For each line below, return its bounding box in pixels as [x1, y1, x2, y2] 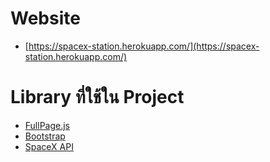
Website [10, 7, 81, 30]
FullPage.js [24, 119, 71, 131]
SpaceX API [24, 140, 74, 152]
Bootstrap [24, 130, 66, 142]
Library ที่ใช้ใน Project [10, 86, 185, 109]
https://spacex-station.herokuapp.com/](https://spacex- [28, 40, 260, 52]
